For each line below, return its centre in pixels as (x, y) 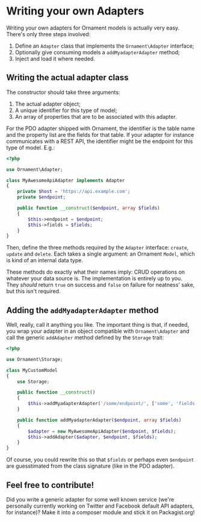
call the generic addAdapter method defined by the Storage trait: (85, 338)
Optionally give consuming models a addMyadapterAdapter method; (97, 52)
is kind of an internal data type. (45, 260)
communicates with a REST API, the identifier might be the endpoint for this (100, 141)
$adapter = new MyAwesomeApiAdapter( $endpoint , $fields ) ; (102, 431)
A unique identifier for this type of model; (66, 110)
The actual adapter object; (48, 104)
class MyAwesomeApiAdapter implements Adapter (66, 180)
